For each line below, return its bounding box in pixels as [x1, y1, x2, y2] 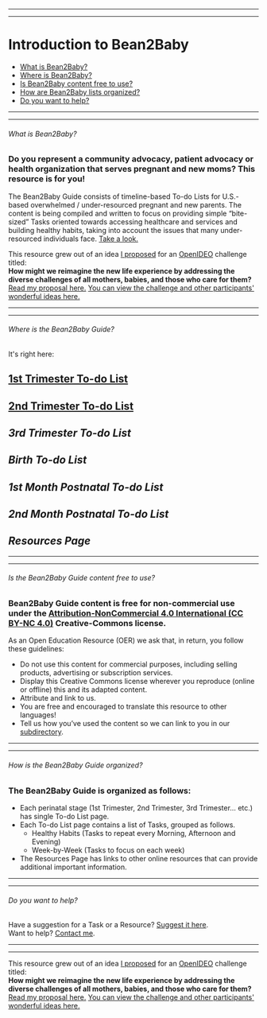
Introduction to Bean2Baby [8, 36, 189, 54]
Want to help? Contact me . [8, 928, 95, 938]
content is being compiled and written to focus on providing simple [8, 208, 227, 218]
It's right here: [8, 349, 54, 359]
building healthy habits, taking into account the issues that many [8, 225, 219, 235]
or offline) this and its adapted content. [19, 685, 148, 694]
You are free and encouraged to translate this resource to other [19, 701, 227, 712]
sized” [8, 216, 29, 227]
